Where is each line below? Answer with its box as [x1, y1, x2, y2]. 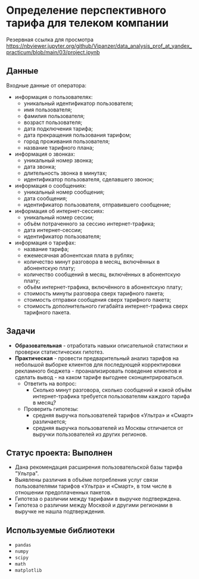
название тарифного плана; [23, 144, 94, 151]
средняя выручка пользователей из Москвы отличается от [32, 424, 184, 431]
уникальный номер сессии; [23, 213, 94, 221]
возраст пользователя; [23, 119, 82, 126]
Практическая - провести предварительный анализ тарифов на [14, 354, 179, 361]
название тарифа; [23, 245, 70, 252]
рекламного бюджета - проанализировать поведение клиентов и [14, 367, 182, 374]
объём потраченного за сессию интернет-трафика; [23, 220, 156, 227]
